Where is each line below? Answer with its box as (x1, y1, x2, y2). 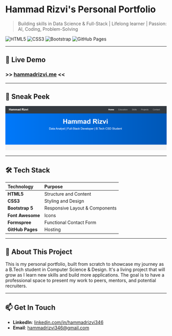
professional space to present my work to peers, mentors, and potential (5, 278, 156, 284)
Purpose (44, 183, 63, 190)
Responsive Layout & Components (44, 205, 117, 211)
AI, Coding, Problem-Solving (17, 26, 78, 32)
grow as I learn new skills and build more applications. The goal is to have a (5, 272, 165, 278)
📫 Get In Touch (5, 303, 56, 312)
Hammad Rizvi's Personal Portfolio (5, 4, 156, 15)
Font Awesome (7, 212, 40, 218)
